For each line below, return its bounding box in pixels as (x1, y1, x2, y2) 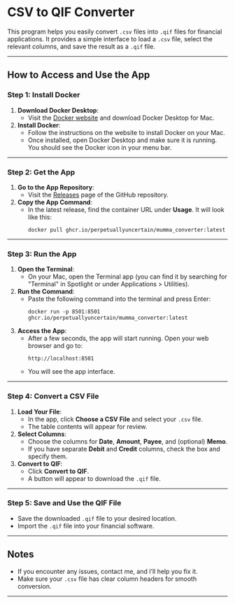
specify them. (27, 452, 68, 461)
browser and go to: (27, 342, 83, 350)
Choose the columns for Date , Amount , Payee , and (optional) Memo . (27, 437, 228, 445)
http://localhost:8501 (27, 355, 94, 363)
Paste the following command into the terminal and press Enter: (27, 295, 211, 303)
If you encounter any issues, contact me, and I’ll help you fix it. (17, 567, 198, 575)
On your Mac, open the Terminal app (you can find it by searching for (27, 272, 227, 281)
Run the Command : (17, 288, 75, 296)
